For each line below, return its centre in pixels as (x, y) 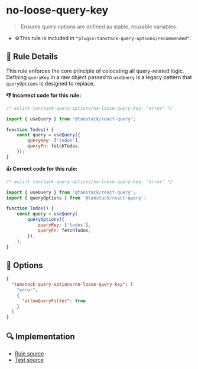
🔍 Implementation (40, 336)
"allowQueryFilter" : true (53, 301)
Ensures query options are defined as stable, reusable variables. (99, 27)
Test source (29, 360)
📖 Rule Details (32, 57)
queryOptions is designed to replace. (51, 83)
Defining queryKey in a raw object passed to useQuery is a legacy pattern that (99, 77)
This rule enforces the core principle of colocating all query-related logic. (95, 71)
